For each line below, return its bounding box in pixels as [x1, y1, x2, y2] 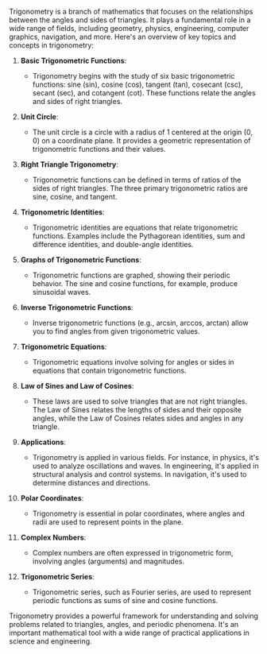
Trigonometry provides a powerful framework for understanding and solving [9, 611, 259, 621]
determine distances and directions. [32, 478, 150, 487]
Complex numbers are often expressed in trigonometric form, [32, 548, 234, 557]
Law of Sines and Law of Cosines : [20, 381, 134, 390]
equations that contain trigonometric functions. [32, 366, 187, 375]
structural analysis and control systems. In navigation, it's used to [32, 470, 247, 479]
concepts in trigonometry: [9, 41, 95, 50]
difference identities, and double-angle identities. [32, 240, 194, 249]
